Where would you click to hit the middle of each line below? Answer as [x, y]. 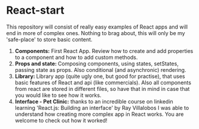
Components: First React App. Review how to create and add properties [104, 51]
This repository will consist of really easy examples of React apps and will [97, 27]
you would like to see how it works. [58, 95]
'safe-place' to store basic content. [49, 39]
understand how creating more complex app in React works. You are [99, 114]
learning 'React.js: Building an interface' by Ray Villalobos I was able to [102, 108]
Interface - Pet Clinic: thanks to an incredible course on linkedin [94, 101]
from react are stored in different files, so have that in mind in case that [102, 89]
